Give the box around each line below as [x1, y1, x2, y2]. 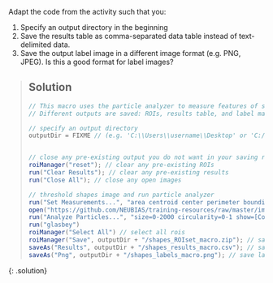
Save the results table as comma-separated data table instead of [19, 32, 237, 41]
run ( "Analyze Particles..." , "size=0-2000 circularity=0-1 [28, 213, 233, 221]
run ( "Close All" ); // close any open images [28, 176, 182, 184]
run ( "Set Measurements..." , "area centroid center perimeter [28, 198, 240, 206]
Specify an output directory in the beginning [19, 23, 168, 32]
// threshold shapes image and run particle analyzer [28, 191, 214, 199]
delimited [19, 40, 52, 49]
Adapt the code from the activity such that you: [8, 7, 167, 16]
